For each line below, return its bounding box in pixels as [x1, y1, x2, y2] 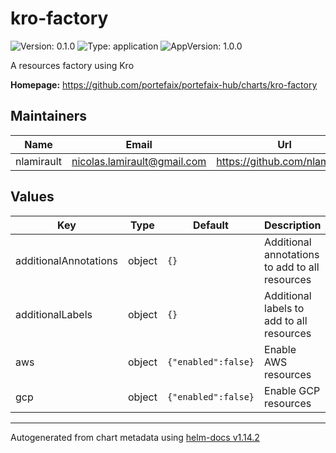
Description [264, 218, 322, 232]
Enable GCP [264, 383, 321, 397]
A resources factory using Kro [10, 59, 135, 71]
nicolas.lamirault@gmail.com [71, 154, 207, 168]
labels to [264, 301, 305, 315]
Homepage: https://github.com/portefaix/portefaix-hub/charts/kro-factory [10, 78, 318, 91]
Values [10, 188, 55, 206]
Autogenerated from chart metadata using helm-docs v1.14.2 [10, 431, 260, 443]
